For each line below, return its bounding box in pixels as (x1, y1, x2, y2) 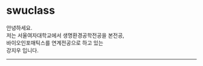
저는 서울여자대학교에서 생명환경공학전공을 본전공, (6, 31, 125, 39)
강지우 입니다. (6, 46, 39, 54)
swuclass (6, 4, 56, 17)
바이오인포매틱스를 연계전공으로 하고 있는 (6, 39, 104, 46)
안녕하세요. (6, 24, 33, 31)
